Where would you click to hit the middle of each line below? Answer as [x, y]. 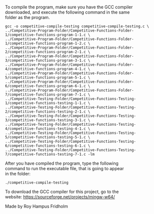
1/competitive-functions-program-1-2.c [46, 43]
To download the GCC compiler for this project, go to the [62, 192]
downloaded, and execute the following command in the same [67, 12]
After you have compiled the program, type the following [62, 163]
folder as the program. [28, 17]
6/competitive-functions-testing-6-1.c [46, 146]
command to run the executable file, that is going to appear [65, 168]
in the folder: [18, 174]
